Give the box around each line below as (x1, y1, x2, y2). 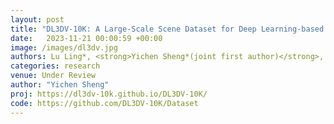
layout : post (10, 14, 65, 25)
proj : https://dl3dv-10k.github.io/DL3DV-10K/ (10, 89, 208, 99)
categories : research (10, 61, 101, 71)
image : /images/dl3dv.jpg (10, 42, 118, 53)
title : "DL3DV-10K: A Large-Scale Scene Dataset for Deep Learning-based (10, 24, 325, 34)
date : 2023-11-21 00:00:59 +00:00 (10, 33, 163, 43)
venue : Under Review (10, 71, 97, 81)
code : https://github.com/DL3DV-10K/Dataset (10, 98, 199, 108)
